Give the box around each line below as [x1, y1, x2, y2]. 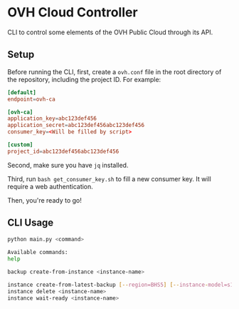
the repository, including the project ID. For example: [7, 75, 161, 83]
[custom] [7, 141, 33, 148]
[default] [7, 88, 37, 96]
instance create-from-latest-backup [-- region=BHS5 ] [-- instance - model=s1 [7, 281, 234, 288]
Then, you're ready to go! [7, 196, 82, 204]
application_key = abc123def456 [7, 115, 97, 122]
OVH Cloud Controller [7, 4, 138, 21]
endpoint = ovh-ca [7, 96, 55, 103]
